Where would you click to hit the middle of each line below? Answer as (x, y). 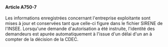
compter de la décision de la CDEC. (42, 39)
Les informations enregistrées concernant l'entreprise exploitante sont (78, 18)
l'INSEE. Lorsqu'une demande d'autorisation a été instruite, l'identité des (80, 29)
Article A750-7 (21, 7)
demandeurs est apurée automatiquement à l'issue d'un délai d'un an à (78, 34)
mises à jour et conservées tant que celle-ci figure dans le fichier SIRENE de (84, 23)
